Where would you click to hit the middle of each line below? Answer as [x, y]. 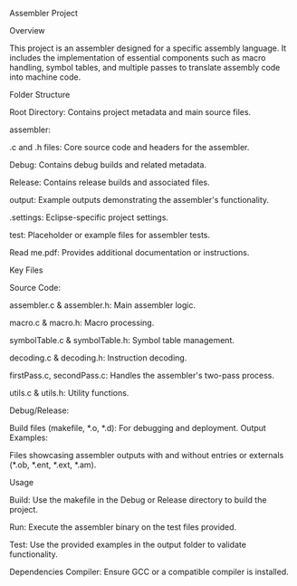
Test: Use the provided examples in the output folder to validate [128, 544]
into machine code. [45, 77]
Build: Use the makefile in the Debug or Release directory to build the [138, 500]
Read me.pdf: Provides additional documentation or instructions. [129, 252]
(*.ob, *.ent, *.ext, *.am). [53, 465]
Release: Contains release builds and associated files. [110, 182]
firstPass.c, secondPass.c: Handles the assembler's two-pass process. [142, 375]
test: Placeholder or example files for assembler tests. [110, 235]
